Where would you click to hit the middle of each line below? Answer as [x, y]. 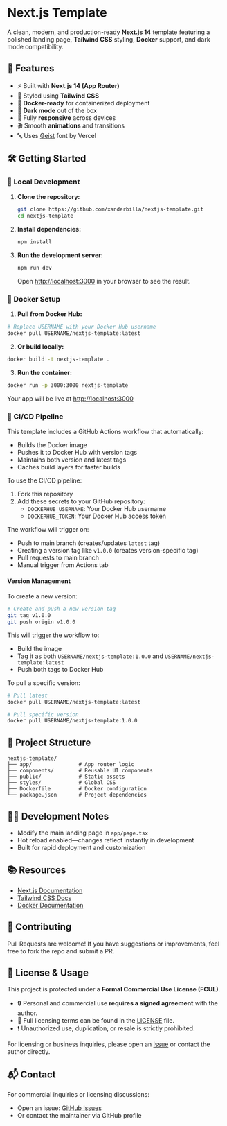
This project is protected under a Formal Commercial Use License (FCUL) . [114, 989]
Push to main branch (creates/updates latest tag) [89, 543]
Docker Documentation [50, 905]
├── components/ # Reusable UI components [80, 771]
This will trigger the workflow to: [53, 635]
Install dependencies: [49, 229]
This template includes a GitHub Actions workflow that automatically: [106, 432]
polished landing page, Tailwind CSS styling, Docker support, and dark [109, 39]
